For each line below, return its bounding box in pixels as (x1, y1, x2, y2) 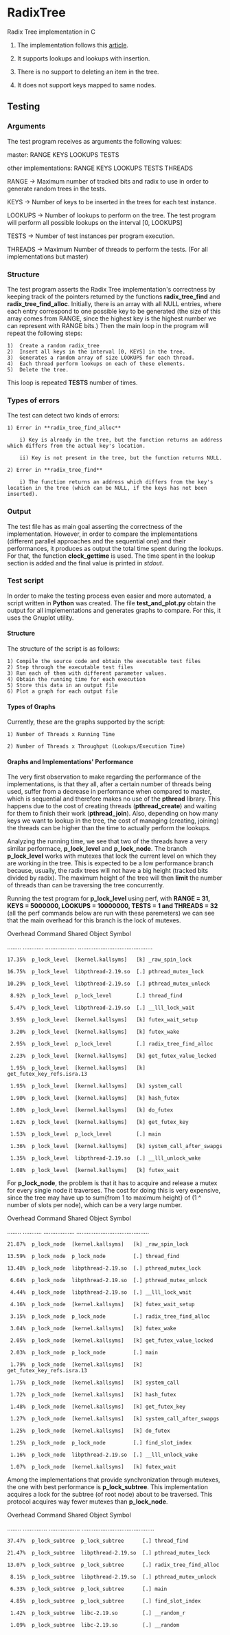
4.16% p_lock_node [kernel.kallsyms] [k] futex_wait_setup (10, 1301, 195, 1308)
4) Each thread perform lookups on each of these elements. (7, 360, 186, 367)
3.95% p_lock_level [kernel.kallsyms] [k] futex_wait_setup (10, 1017, 198, 1024)
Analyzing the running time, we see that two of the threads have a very (7, 837, 208, 845)
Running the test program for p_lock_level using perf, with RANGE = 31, (7, 894, 211, 902)
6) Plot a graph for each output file (7, 688, 118, 695)
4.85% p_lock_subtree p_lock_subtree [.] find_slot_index (10, 1598, 201, 1605)
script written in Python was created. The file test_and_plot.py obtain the (7, 598, 216, 607)
